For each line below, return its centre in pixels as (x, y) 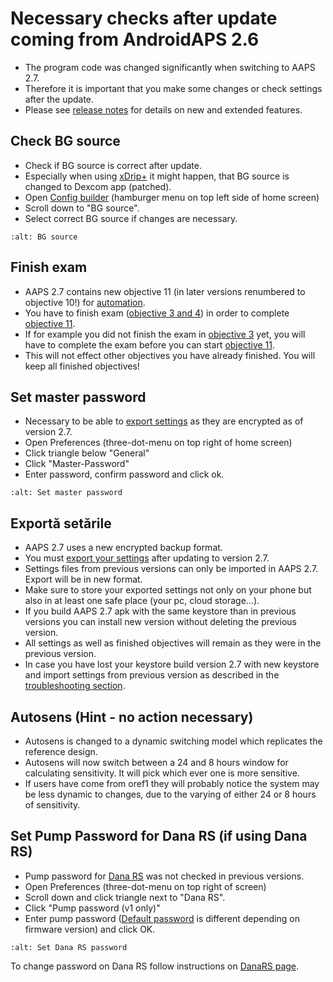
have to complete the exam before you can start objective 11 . (150, 344)
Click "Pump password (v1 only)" (92, 908)
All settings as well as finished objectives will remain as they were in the (173, 643)
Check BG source (65, 141)
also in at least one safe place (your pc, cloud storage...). (142, 601)
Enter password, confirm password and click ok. (124, 474)
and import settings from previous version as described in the (152, 675)
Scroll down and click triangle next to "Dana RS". (125, 897)
